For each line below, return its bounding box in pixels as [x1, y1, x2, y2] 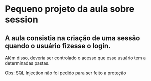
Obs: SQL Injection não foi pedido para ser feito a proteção [5, 70, 126, 76]
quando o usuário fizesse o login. [5, 41, 111, 50]
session [5, 14, 38, 25]
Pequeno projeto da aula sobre [5, 3, 135, 15]
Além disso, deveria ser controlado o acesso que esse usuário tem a [5, 55, 146, 61]
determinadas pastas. [5, 60, 50, 66]
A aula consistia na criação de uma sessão [5, 34, 140, 42]
